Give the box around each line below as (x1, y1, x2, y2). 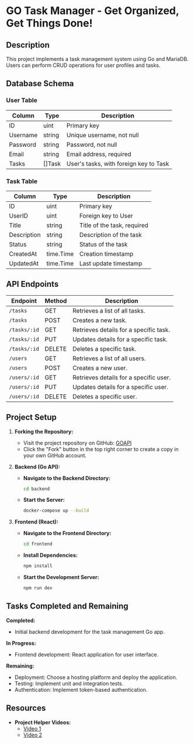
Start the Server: (23, 496, 65, 503)
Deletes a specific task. (72, 344, 137, 353)
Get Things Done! (6, 16, 93, 30)
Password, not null (66, 140, 117, 148)
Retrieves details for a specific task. (72, 326, 171, 334)
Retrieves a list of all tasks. (72, 306, 145, 314)
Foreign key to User (79, 211, 133, 219)
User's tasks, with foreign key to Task (66, 160, 169, 168)
